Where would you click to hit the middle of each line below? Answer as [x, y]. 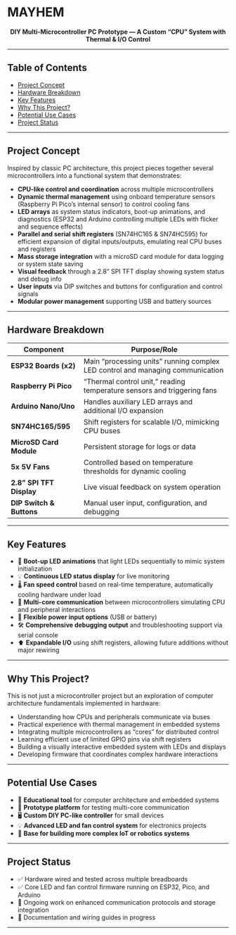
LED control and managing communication [153, 370]
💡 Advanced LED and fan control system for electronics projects [112, 825]
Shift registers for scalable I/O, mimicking [151, 422]
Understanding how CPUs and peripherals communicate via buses [114, 717]
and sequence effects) [50, 227]
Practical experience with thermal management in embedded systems [119, 724]
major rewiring [38, 650]
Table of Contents [47, 68]
